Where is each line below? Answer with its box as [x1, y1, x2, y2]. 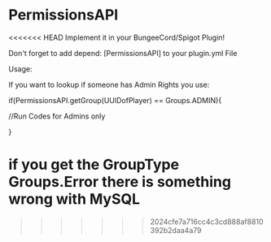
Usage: [8, 63, 33, 74]
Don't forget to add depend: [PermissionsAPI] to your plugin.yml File [8, 48, 238, 58]
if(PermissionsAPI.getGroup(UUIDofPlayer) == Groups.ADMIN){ [8, 95, 222, 105]
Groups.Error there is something [8, 173, 232, 192]
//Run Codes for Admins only [8, 111, 106, 121]
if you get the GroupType [8, 156, 180, 174]
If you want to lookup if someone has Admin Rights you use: [8, 80, 210, 89]
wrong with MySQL [8, 190, 141, 209]
